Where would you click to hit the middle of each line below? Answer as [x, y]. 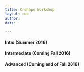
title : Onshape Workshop [30, 9]
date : [10, 23]
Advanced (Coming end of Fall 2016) [42, 64]
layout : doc [17, 14]
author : [13, 18]
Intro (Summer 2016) [26, 42]
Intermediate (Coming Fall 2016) [38, 53]
